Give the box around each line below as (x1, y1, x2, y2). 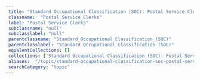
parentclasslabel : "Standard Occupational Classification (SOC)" (8, 42, 174, 48)
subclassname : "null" (8, 25, 62, 31)
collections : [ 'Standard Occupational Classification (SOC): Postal (8, 53, 183, 59)
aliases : (8, 58, 30, 64)
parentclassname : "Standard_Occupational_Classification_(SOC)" (8, 36, 171, 42)
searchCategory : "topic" (8, 64, 70, 70)
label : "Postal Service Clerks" (8, 20, 89, 26)
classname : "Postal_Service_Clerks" (8, 14, 102, 20)
